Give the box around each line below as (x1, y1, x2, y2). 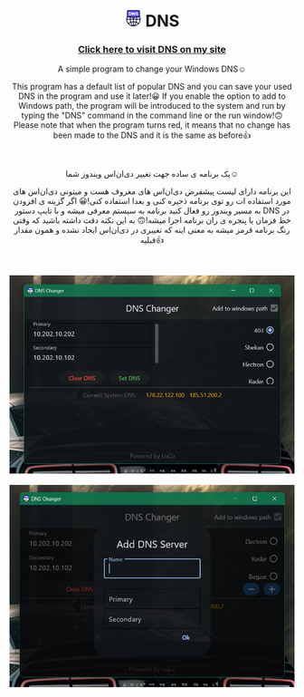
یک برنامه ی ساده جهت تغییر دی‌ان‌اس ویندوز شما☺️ (65, 169, 239, 179)
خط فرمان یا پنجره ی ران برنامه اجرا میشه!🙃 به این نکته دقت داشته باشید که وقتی (13, 215, 291, 226)
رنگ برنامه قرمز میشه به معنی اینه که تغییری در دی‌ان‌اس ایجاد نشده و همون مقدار (14, 225, 290, 236)
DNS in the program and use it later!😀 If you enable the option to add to (17, 91, 287, 102)
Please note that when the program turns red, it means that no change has (13, 120, 291, 131)
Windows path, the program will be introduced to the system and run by (17, 101, 287, 111)
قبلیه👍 (139, 235, 165, 246)
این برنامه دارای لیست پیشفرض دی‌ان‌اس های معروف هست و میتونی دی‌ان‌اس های (13, 186, 291, 197)
